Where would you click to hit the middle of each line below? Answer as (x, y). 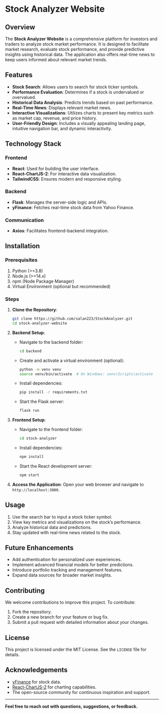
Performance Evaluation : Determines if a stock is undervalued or (78, 92)
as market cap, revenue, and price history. (55, 118)
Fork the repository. (32, 612)
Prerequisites (21, 260)
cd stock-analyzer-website (40, 323)
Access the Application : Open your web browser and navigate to (78, 484)
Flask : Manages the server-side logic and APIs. (60, 202)
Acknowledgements (36, 670)
